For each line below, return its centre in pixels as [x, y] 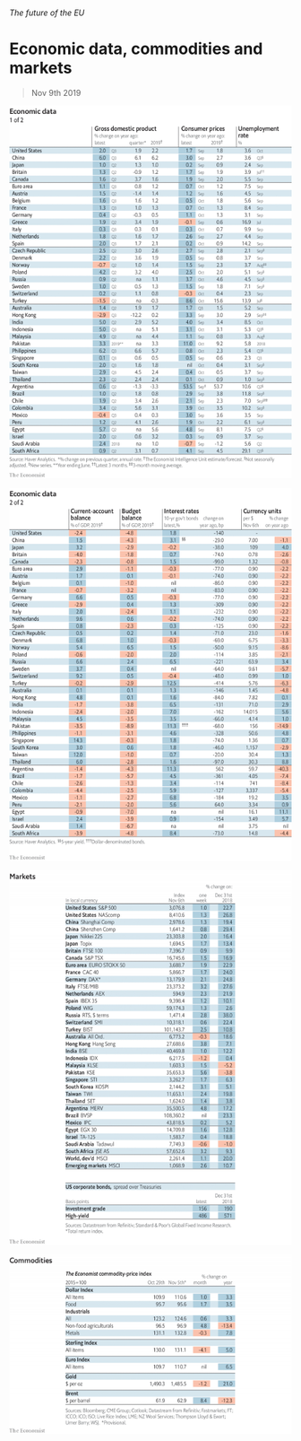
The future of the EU [47, 13]
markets [41, 68]
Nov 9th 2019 [56, 92]
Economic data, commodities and [136, 48]
